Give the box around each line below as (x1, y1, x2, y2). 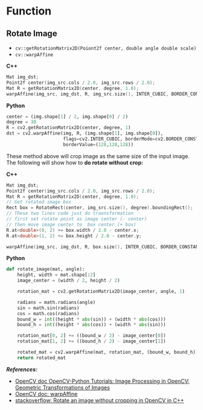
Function (6, 4, 52, 18)
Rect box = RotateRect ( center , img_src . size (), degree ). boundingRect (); (6, 205, 193, 211)
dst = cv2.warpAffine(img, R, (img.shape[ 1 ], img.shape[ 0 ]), (6, 130, 164, 136)
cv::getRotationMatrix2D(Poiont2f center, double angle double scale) (14, 45, 197, 51)
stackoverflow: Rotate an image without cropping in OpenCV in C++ (14, 397, 184, 404)
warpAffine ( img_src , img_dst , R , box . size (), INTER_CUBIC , (6, 243, 158, 250)
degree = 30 (6, 119, 36, 125)
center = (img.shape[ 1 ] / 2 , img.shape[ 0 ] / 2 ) (6, 114, 129, 120)
